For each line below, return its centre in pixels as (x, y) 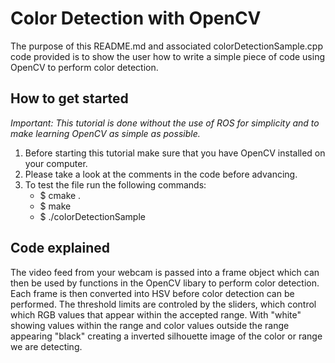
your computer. (56, 163)
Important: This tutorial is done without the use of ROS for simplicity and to (165, 123)
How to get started (69, 98)
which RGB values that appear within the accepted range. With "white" (156, 314)
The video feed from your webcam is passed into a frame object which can (165, 272)
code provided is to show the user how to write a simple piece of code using (168, 56)
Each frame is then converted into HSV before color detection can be (152, 293)
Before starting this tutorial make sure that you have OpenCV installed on (175, 153)
